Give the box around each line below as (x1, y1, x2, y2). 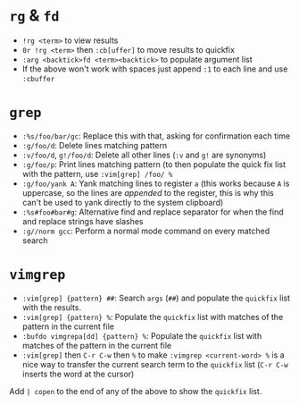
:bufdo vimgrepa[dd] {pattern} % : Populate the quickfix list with (21, 330, 262, 341)
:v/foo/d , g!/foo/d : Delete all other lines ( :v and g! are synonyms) (21, 149, 267, 160)
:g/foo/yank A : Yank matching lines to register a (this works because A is (21, 178, 290, 189)
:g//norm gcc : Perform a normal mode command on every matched (21, 225, 270, 236)
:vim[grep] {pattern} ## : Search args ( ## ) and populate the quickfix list (21, 292, 291, 303)
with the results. (21, 301, 82, 313)
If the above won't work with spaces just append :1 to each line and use (21, 63, 288, 74)
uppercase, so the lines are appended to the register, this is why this (21, 187, 274, 198)
